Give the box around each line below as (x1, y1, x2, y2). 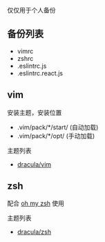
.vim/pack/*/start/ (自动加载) (17, 123, 99, 131)
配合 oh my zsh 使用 (7, 199, 64, 207)
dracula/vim (17, 160, 52, 168)
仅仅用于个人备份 (7, 6, 56, 14)
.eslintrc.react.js (17, 68, 64, 77)
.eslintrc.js (17, 62, 47, 70)
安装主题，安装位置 (7, 108, 62, 116)
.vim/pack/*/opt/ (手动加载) (17, 131, 95, 140)
